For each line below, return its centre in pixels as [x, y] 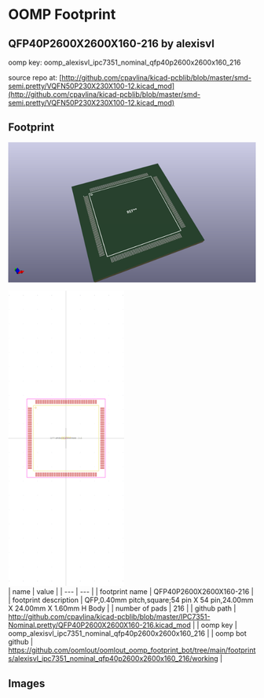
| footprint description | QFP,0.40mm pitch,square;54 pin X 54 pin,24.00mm [131, 600]
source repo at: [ [35, 78]
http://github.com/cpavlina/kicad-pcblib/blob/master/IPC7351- [109, 617]
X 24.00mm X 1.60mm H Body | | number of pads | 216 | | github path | [122, 608]
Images [27, 683]
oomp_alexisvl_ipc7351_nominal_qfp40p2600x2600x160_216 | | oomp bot [128, 633]
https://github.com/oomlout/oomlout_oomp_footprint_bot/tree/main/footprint [132, 650]
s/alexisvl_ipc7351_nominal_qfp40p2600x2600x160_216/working [113, 659]
